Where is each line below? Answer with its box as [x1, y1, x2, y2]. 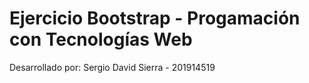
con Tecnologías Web [9, 28, 193, 51]
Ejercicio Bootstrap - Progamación [9, 7, 301, 30]
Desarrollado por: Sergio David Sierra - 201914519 [9, 61, 216, 73]
